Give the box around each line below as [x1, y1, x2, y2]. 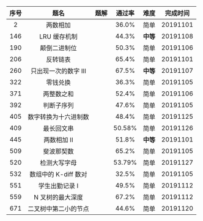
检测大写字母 [40, 159, 78, 167]
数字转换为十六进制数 [28, 113, 90, 121]
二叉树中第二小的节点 [28, 204, 90, 213]
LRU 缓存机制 [39, 32, 78, 40]
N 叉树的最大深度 [33, 193, 84, 201]
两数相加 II [43, 136, 73, 144]
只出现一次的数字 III [30, 67, 87, 75]
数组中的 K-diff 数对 [29, 170, 87, 178]
